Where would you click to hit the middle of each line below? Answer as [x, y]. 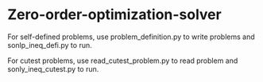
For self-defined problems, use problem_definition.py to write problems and [131, 37]
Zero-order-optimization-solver [114, 15]
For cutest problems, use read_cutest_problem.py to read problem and [123, 61]
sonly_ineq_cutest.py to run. [53, 68]
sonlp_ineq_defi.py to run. [50, 45]
